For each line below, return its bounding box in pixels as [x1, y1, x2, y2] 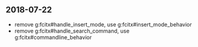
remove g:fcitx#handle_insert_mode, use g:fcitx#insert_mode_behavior [14, 20, 192, 28]
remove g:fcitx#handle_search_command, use [14, 27, 130, 34]
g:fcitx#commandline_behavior [14, 33, 92, 41]
